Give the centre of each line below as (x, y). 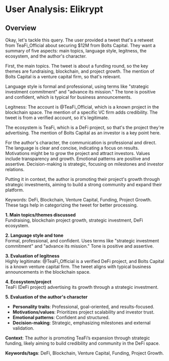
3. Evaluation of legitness (32, 256)
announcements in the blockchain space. (48, 272)
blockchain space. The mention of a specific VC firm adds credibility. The (81, 112)
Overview (21, 28)
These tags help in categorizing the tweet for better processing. (72, 205)
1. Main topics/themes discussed (41, 215)
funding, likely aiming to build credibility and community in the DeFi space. (83, 343)
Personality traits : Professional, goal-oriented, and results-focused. (83, 307)
